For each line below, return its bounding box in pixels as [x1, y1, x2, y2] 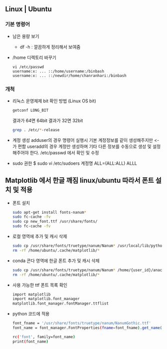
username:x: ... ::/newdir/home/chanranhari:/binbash [12, 73, 127, 78]
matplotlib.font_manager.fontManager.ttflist [12, 301, 109, 306]
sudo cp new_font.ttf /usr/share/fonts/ [12, 219, 98, 224]
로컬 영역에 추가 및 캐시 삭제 [12, 233, 67, 240]
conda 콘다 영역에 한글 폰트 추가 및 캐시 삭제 [12, 258, 100, 264]
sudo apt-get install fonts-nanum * [12, 210, 87, 215]
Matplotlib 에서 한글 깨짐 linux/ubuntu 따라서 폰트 [5, 176, 155, 185]
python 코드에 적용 [12, 311, 50, 317]
